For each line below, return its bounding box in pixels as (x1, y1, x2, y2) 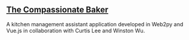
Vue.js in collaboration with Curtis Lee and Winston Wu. (6, 27, 145, 34)
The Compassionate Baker (6, 5, 108, 15)
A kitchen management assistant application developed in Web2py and (6, 20, 184, 27)
